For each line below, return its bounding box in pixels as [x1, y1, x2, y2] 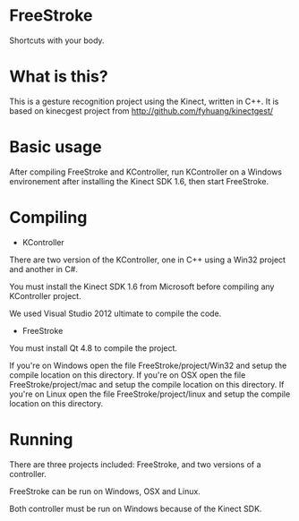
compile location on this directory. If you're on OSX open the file [9, 369, 246, 380]
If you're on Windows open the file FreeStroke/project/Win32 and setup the [9, 360, 287, 371]
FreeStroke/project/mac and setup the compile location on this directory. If [9, 379, 285, 389]
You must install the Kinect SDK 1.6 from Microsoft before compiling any [9, 281, 275, 292]
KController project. [9, 290, 82, 301]
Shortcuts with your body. [9, 35, 105, 46]
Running [9, 429, 73, 449]
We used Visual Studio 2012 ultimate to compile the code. [9, 308, 222, 319]
